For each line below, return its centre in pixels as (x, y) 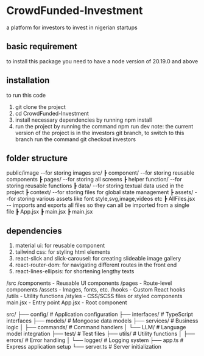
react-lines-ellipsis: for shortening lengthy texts (75, 271)
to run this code (26, 95)
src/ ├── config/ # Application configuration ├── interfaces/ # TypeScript (100, 315)
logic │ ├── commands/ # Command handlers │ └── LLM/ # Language (96, 327)
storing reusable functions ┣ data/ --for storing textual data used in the (95, 186)
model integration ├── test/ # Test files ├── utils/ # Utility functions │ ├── (101, 334)
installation (28, 81)
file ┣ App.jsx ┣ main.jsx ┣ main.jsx (50, 212)
